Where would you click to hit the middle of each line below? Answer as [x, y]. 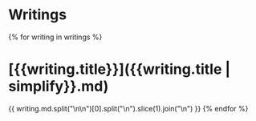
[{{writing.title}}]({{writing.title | [120, 69]
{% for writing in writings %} [55, 37]
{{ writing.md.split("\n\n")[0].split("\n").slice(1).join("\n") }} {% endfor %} [128, 108]
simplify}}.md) [59, 87]
